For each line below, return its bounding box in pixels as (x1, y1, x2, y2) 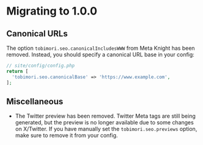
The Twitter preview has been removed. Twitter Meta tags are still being (15, 112, 196, 120)
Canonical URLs (6, 29, 68, 39)
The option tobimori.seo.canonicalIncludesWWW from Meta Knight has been (6, 44, 195, 52)
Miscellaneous (6, 96, 63, 107)
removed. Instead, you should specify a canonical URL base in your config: (6, 51, 195, 58)
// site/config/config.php (6, 62, 75, 69)
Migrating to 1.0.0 (6, 4, 98, 18)
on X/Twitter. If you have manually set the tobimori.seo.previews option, (15, 126, 198, 133)
